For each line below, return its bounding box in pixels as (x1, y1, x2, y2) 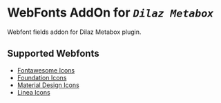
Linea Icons (17, 88, 50, 96)
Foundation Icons (17, 73, 67, 82)
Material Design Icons (17, 81, 79, 89)
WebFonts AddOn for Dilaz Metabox (7, 5, 214, 21)
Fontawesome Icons (17, 66, 75, 74)
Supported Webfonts (7, 48, 99, 59)
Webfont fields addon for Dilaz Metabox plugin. (7, 28, 142, 36)
